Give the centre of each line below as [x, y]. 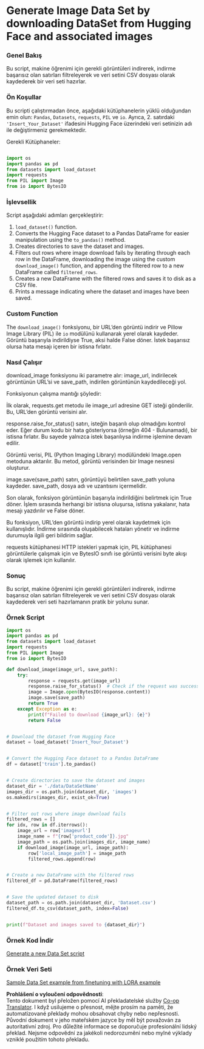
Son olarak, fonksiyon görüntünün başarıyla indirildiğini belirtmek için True [99, 497]
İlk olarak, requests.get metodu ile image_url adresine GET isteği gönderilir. [100, 405]
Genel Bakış [24, 55]
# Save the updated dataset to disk [53, 897]
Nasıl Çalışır [24, 362]
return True [43, 703]
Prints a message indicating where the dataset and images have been [102, 292]
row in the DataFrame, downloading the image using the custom [95, 260]
